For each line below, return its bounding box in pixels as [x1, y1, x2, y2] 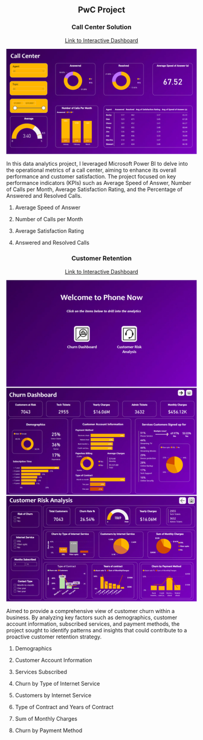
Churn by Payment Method [14, 727, 83, 734]
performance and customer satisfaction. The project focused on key [6, 173, 176, 180]
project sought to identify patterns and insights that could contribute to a [6, 627, 187, 634]
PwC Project [77, 5, 126, 15]
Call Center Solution [71, 23, 132, 31]
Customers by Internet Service [14, 692, 92, 699]
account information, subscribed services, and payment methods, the [6, 620, 180, 628]
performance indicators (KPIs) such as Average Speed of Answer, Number [6, 180, 192, 187]
